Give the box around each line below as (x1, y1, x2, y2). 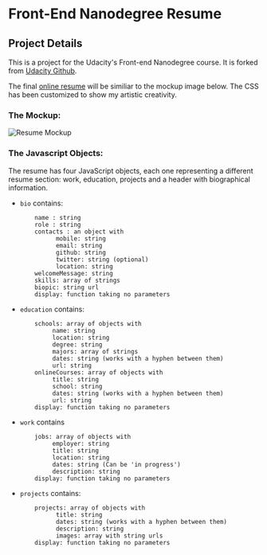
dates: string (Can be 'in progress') (52, 460, 181, 468)
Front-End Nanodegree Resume (8, 5, 222, 23)
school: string (52, 382, 103, 390)
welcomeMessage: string (34, 269, 113, 277)
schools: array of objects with (34, 319, 142, 327)
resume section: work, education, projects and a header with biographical (8, 174, 251, 184)
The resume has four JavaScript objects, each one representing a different (8, 166, 253, 175)
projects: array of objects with (34, 503, 146, 512)
